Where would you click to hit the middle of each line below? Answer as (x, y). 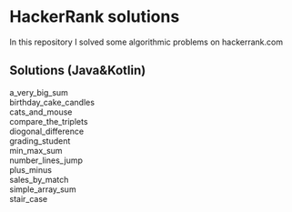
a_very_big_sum (39, 92)
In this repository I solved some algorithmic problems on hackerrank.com (146, 42)
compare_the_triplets (49, 121)
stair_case (29, 198)
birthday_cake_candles (52, 102)
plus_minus (31, 169)
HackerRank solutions (95, 17)
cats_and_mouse (41, 112)
